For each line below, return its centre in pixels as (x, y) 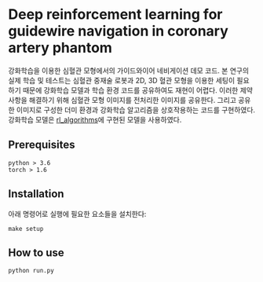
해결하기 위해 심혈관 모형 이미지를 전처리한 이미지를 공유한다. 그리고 (133, 100)
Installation (36, 194)
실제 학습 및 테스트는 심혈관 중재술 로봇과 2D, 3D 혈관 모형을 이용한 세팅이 (122, 80)
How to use (36, 253)
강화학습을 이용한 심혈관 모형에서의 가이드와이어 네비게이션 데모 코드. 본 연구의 (129, 70)
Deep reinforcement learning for (115, 15)
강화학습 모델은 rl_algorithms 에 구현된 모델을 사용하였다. (95, 119)
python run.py (31, 271)
